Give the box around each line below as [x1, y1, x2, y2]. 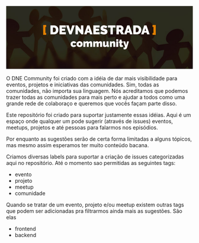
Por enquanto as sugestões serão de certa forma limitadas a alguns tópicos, [6, 135, 192, 142]
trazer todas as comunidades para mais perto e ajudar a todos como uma [6, 93, 185, 101]
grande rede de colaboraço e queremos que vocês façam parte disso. [6, 100, 177, 107]
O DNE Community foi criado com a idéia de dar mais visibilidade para [6, 74, 178, 82]
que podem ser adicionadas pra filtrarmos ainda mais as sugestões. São [6, 207, 182, 215]
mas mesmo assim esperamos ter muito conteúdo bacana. [6, 141, 149, 148]
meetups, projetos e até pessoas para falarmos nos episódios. [6, 124, 158, 131]
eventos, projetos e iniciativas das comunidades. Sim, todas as [6, 81, 159, 88]
